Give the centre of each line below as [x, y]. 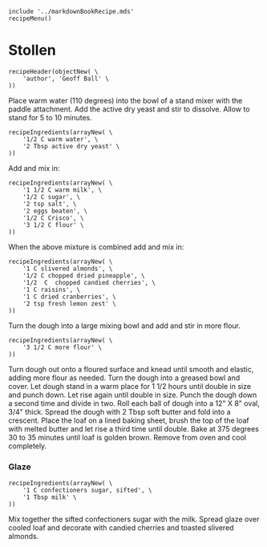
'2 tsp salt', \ [50, 204]
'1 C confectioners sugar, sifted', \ [87, 490]
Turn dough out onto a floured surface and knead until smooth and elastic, [131, 369]
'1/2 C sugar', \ [52, 197]
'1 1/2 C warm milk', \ [63, 190]
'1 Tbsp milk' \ [50, 497]
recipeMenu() [30, 18]
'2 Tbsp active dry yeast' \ [71, 146]
